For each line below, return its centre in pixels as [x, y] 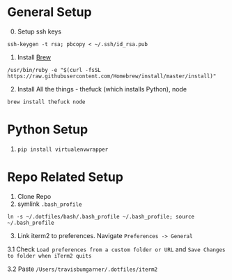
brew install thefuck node [46, 102]
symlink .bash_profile [49, 204]
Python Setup [48, 130]
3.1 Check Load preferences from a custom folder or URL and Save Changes [116, 249]
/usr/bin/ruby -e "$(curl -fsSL [54, 70]
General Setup [49, 12]
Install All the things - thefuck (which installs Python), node [102, 89]
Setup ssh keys [39, 31]
